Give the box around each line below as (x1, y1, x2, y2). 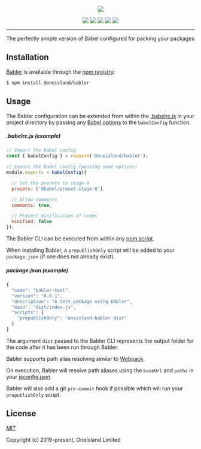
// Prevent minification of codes (11, 213, 98, 219)
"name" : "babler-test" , (11, 287, 71, 293)
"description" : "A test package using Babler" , (11, 299, 133, 305)
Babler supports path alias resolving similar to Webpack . (6, 355, 145, 362)
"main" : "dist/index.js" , (11, 304, 77, 310)
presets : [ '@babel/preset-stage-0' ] (11, 186, 103, 192)
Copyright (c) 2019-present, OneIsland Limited (6, 436, 121, 443)
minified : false (11, 219, 52, 225)
